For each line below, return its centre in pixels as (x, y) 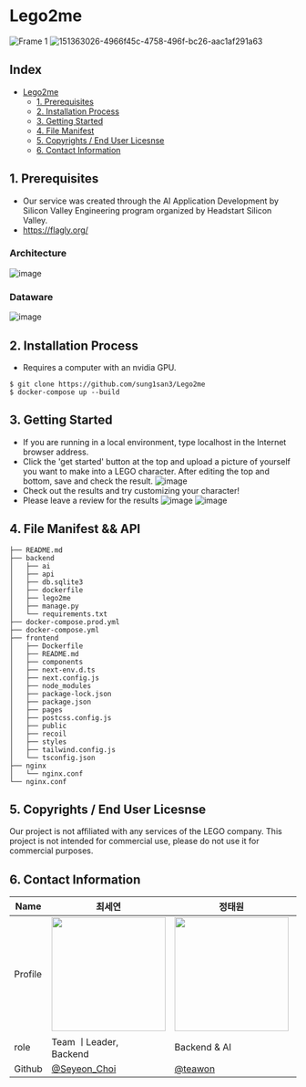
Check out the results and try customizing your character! (131, 490)
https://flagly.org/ (56, 230)
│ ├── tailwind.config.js (63, 749)
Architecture (38, 254)
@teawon (195, 1069)
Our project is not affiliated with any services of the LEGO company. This (146, 831)
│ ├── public (38, 726)
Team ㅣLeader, (85, 1042)
